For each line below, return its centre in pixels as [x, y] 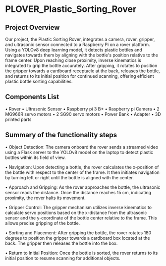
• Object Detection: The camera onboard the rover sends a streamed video [82, 147]
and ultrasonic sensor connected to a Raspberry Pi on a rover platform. [78, 45]
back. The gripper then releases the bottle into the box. [61, 243]
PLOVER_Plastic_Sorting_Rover [71, 9]
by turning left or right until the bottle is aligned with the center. [69, 177]
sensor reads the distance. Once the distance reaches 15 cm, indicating [78, 192]
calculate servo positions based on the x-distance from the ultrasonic [76, 213]
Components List [32, 97]
